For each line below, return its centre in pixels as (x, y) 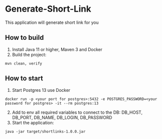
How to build (24, 38)
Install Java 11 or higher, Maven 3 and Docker (57, 49)
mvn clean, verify (24, 63)
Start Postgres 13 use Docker (41, 90)
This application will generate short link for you (52, 22)
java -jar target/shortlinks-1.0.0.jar (45, 131)
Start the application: (33, 122)
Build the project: (29, 54)
